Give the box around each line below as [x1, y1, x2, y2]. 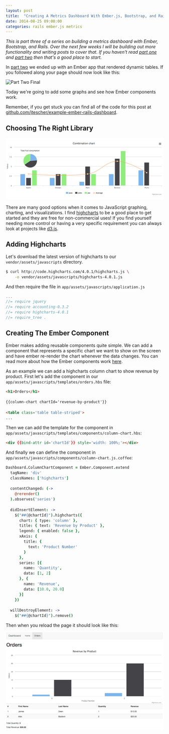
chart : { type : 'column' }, [19, 518, 78, 523]
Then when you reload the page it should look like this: [6, 623, 119, 629]
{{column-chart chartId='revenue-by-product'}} [6, 400, 107, 405]
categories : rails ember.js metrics [6, 24, 82, 29]
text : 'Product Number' [28, 544, 78, 549]
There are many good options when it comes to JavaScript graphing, [6, 204, 148, 210]
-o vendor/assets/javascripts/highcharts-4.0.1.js [15, 274, 123, 280]
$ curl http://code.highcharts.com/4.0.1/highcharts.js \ [6, 269, 129, 274]
